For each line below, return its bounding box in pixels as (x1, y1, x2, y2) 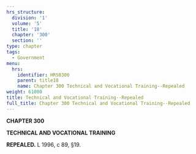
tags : (6, 49, 20, 55)
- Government (12, 55, 45, 61)
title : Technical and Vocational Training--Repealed (6, 94, 144, 101)
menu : (6, 60, 20, 66)
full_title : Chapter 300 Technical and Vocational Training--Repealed (6, 100, 190, 106)
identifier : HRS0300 (17, 72, 70, 78)
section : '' (12, 37, 43, 44)
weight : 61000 (6, 89, 43, 95)
